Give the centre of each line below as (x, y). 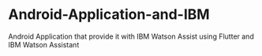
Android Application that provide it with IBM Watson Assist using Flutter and (131, 36)
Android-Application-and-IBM (109, 15)
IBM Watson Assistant (44, 44)
